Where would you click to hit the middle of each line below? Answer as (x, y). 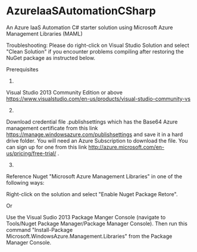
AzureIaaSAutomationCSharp (81, 11)
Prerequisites (22, 69)
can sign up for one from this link (47, 147)
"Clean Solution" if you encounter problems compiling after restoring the (95, 51)
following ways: (25, 182)
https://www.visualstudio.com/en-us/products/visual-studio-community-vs (98, 99)
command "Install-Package (40, 229)
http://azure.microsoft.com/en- (126, 147)
